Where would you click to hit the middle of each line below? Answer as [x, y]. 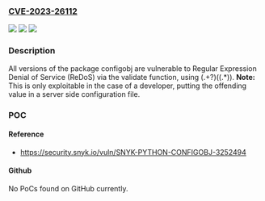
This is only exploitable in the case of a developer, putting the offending [128, 86]
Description [32, 51]
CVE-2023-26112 [43, 11]
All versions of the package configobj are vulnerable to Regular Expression [132, 68]
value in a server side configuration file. [74, 94]
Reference [26, 134]
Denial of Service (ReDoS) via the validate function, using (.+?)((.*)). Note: [132, 77]
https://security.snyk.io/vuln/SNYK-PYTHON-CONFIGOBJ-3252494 [133, 152]
